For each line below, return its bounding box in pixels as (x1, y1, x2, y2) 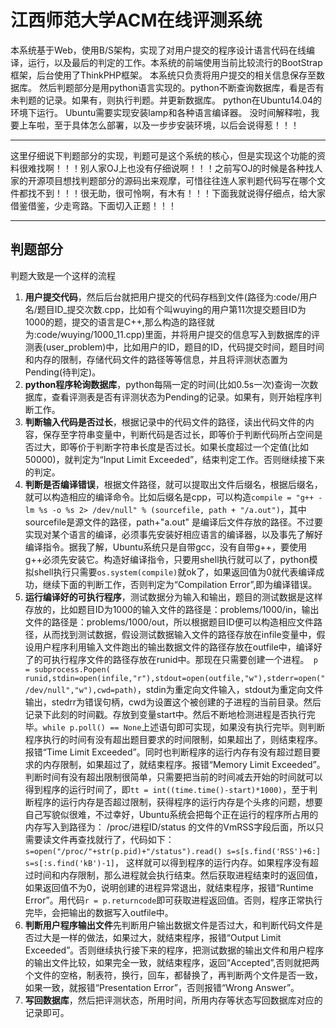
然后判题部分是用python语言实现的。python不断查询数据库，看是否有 (38, 81, 325, 93)
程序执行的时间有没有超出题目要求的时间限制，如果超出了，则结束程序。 (24, 733, 323, 745)
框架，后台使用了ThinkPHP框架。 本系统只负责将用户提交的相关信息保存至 (10, 69, 317, 81)
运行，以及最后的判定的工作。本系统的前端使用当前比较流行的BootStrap (27, 56, 323, 68)
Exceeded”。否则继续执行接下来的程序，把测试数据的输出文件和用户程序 (24, 944, 325, 956)
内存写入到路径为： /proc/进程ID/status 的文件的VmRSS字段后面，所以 (24, 821, 316, 833)
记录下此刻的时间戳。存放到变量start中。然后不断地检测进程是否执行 (24, 708, 307, 720)
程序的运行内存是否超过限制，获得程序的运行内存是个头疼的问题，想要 (33, 796, 323, 808)
